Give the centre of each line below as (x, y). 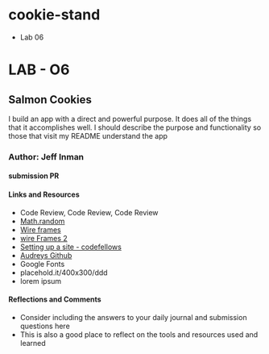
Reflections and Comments (55, 299)
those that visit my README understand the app (88, 135)
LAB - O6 (39, 70)
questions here (45, 326)
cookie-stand (54, 15)
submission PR (34, 176)
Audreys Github (46, 255)
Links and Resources (44, 194)
